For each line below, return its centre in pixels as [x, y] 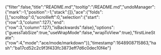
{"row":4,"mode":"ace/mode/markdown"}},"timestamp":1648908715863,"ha [80, 43]
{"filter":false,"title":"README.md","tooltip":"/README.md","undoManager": [80, 7]
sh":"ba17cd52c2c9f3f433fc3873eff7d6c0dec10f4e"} [58, 48]
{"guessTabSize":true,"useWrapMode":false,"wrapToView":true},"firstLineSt [80, 33]
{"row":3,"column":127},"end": [35, 22]
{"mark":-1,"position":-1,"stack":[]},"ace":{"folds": [54, 12]
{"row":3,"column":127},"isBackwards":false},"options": [60, 27]
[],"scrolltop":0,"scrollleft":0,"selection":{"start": [52, 17]
